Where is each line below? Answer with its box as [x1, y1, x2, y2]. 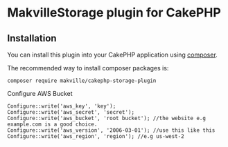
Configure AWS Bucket [7, 90, 73, 97]
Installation [7, 32, 57, 44]
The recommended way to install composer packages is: [7, 64, 169, 72]
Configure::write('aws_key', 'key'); [7, 103, 116, 110]
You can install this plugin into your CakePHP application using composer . [7, 50, 218, 59]
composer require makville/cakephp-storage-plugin [7, 77, 157, 84]
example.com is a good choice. [7, 121, 98, 128]
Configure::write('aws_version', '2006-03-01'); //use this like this [7, 127, 216, 134]
